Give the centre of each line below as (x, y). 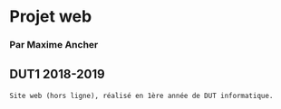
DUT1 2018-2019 (58, 74)
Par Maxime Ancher (54, 45)
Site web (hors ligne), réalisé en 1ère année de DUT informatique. (141, 96)
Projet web (51, 17)
